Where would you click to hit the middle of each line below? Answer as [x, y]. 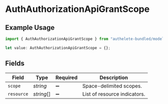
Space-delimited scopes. [112, 86]
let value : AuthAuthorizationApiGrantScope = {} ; [58, 48]
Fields [15, 63]
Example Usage [30, 28]
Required [66, 77]
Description [114, 77]
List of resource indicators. [114, 94]
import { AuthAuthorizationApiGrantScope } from [57, 39]
